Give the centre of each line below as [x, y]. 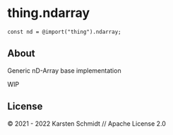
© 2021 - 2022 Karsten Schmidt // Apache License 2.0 [86, 123]
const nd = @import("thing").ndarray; [64, 32]
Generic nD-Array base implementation [64, 70]
